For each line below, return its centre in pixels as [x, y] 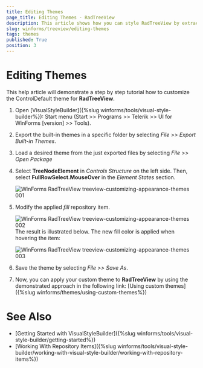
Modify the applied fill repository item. [62, 207]
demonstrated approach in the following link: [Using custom [89, 286]
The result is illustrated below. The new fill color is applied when [95, 231]
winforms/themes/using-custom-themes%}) [92, 292]
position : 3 [21, 46]
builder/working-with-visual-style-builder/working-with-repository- [99, 352]
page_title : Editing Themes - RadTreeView [60, 17]
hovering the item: [37, 238]
